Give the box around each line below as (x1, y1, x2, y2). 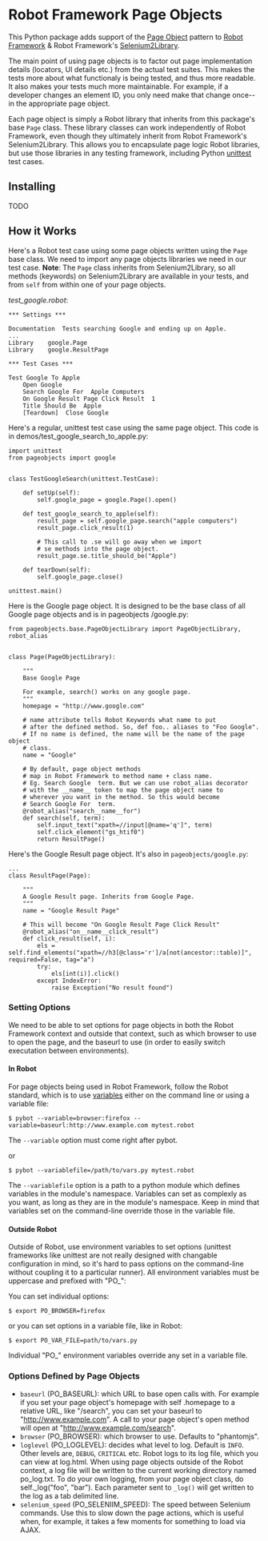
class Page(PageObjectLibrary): (8, 652, 116, 661)
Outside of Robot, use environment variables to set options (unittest (8, 1242, 232, 1252)
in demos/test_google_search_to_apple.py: (8, 431, 149, 441)
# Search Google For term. (22, 800, 116, 808)
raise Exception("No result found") (50, 983, 174, 992)
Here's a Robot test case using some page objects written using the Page (8, 246, 248, 255)
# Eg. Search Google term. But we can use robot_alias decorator (22, 779, 249, 787)
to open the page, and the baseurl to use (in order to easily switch (8, 1037, 226, 1046)
